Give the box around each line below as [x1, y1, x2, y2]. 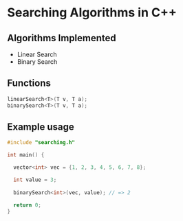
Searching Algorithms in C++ [7, 5, 177, 21]
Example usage [7, 121, 74, 132]
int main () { [7, 152, 45, 159]
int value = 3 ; [13, 176, 57, 183]
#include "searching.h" [7, 139, 76, 146]
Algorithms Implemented [7, 32, 117, 44]
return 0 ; [13, 201, 41, 209]
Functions [7, 78, 52, 89]
